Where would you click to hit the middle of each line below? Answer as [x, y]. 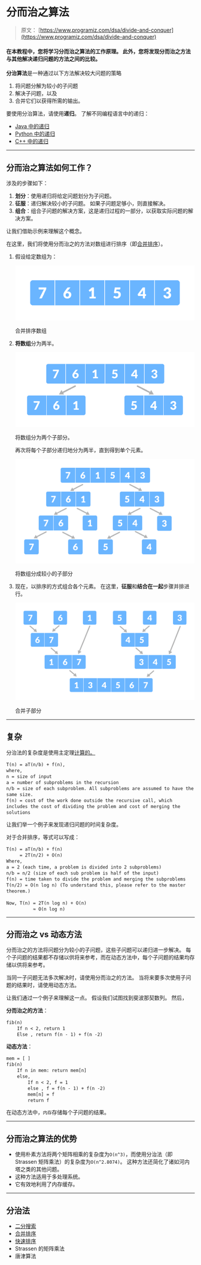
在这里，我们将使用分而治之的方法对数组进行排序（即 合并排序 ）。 [86, 244]
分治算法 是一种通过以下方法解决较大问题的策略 [64, 73]
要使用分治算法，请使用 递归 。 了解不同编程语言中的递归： [78, 114]
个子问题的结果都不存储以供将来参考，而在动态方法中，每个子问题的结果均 [98, 957]
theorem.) [19, 891]
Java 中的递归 [32, 126]
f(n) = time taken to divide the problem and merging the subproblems [96, 879]
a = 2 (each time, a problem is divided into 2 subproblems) [84, 867]
